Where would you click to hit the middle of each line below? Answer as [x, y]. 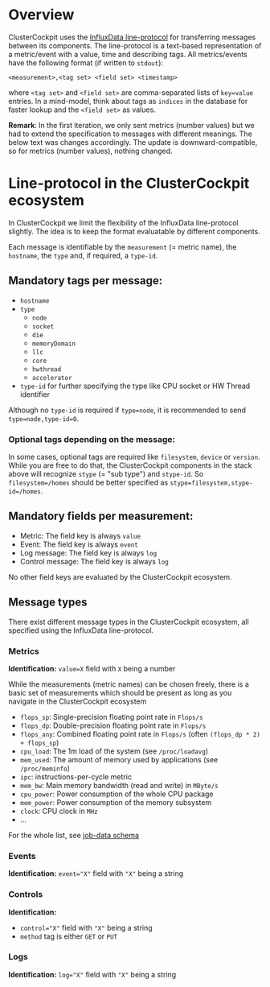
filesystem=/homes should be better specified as [88, 482]
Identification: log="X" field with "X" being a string [92, 974]
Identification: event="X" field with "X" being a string [96, 873]
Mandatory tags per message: [86, 281]
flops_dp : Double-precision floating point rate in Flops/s [113, 725]
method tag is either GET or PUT [69, 936]
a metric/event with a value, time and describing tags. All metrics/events [128, 54]
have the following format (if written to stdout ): [86, 63]
